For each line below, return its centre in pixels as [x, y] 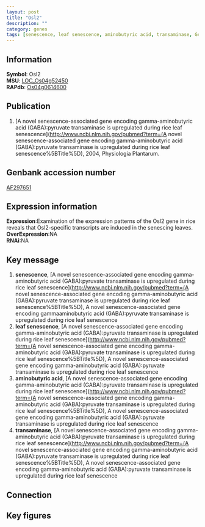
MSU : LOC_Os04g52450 [37, 81]
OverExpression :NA [32, 234]
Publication [28, 107]
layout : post [23, 12]
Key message [33, 260]
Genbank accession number [61, 173]
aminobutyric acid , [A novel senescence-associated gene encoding [101, 379]
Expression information [52, 206]
